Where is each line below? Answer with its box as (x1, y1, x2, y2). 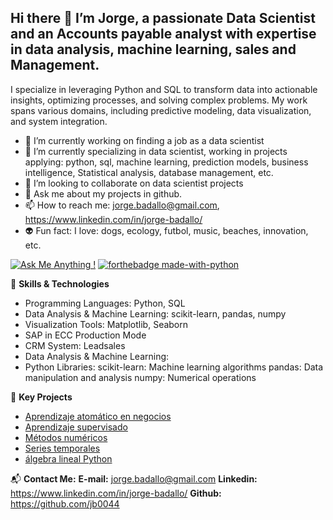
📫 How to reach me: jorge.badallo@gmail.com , (24, 199, 220, 211)
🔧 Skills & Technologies (10, 277, 110, 290)
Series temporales (24, 442, 101, 454)
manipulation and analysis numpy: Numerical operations (24, 371, 257, 383)
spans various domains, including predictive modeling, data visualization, (10, 104, 312, 116)
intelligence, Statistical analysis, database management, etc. (24, 166, 274, 178)
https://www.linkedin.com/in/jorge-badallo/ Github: (10, 487, 222, 499)
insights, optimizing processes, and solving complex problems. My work (10, 94, 308, 106)
